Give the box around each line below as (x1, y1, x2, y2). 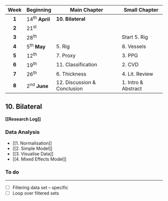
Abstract (121, 85, 142, 92)
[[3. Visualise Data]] (12, 150, 53, 156)
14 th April (26, 15, 50, 23)
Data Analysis (5, 128, 40, 135)
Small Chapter (123, 6, 158, 13)
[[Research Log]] (5, 116, 41, 122)
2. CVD (121, 61, 139, 68)
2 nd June (26, 81, 48, 89)
